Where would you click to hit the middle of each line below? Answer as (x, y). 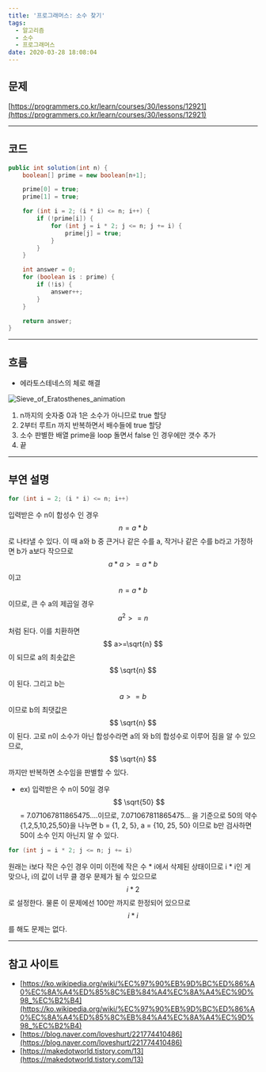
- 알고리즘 (30, 30)
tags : (17, 23)
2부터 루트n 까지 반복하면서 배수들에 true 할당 (91, 425)
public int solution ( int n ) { (58, 167)
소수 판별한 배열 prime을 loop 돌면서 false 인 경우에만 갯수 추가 (118, 435)
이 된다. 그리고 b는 (37, 684)
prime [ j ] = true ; (93, 233)
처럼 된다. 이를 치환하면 (44, 631)
